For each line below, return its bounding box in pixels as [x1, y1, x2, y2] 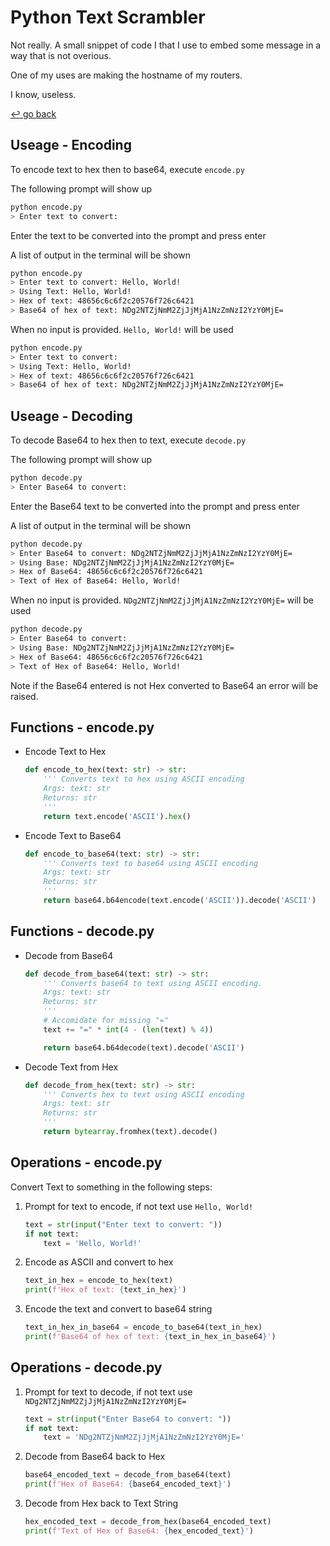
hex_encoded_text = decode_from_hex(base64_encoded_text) [24, 1517, 272, 1527]
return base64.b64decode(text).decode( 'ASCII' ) [43, 1042, 245, 1053]
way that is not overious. [10, 49, 112, 61]
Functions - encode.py [10, 719, 155, 736]
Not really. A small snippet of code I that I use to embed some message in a [10, 39, 322, 51]
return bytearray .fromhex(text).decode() [43, 1127, 218, 1137]
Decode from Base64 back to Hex [24, 1451, 166, 1463]
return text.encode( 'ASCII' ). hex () [43, 811, 192, 821]
